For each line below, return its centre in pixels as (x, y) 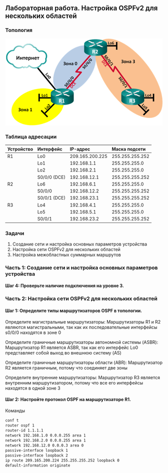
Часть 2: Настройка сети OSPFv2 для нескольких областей (81, 298)
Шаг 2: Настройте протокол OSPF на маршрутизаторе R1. (68, 399)
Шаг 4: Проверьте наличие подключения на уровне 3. (64, 286)
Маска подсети (129, 149)
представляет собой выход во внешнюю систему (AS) (63, 352)
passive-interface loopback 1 (37, 450)
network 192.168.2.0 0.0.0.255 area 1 (45, 440)
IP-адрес (80, 149)
